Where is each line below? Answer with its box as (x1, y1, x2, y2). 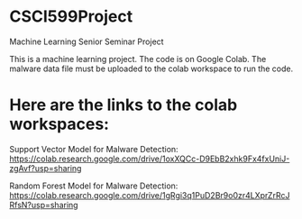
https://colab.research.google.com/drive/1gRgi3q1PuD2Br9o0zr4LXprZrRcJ (9, 189, 290, 200)
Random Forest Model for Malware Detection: (9, 180, 178, 191)
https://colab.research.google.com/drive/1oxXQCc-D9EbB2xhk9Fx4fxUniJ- (9, 153, 290, 164)
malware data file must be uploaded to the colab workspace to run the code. (9, 63, 294, 74)
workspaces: (9, 114, 110, 134)
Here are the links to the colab (9, 95, 238, 115)
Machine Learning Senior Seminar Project (9, 36, 164, 47)
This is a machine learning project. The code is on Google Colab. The (9, 53, 267, 64)
